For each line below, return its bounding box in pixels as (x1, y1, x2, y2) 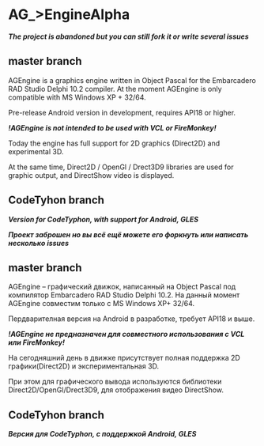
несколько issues (8, 238, 70, 248)
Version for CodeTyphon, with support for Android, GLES (8, 214, 199, 224)
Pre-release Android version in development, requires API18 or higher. (8, 108, 236, 117)
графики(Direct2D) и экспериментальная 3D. (8, 361, 160, 371)
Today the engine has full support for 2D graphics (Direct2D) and (8, 138, 220, 148)
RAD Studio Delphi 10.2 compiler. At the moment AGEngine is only (8, 84, 223, 93)
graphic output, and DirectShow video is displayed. (8, 170, 175, 180)
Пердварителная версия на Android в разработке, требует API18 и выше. (8, 314, 255, 323)
